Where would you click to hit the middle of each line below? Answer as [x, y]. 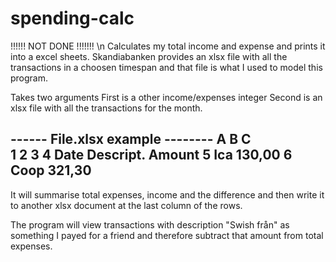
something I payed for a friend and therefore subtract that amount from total [167, 235]
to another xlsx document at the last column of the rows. [126, 205]
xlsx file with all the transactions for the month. [106, 108]
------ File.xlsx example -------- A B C [131, 139]
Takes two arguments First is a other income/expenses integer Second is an [166, 97]
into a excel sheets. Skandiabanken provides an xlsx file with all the [149, 56]
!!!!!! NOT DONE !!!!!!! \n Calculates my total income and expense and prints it [168, 46]
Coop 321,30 [51, 170]
